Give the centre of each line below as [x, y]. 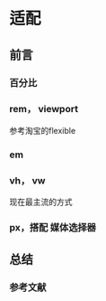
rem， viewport [44, 109]
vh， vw [27, 180]
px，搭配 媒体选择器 [53, 227]
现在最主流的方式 [41, 202]
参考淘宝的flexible [43, 130]
